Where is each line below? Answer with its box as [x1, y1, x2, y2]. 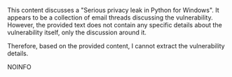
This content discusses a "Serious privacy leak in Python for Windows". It [7, 6, 219, 14]
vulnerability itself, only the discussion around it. [7, 28, 147, 36]
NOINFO [7, 63, 32, 71]
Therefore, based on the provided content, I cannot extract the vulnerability [7, 42, 226, 50]
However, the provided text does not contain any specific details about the [7, 21, 222, 29]
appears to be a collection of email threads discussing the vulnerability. [7, 13, 213, 22]
